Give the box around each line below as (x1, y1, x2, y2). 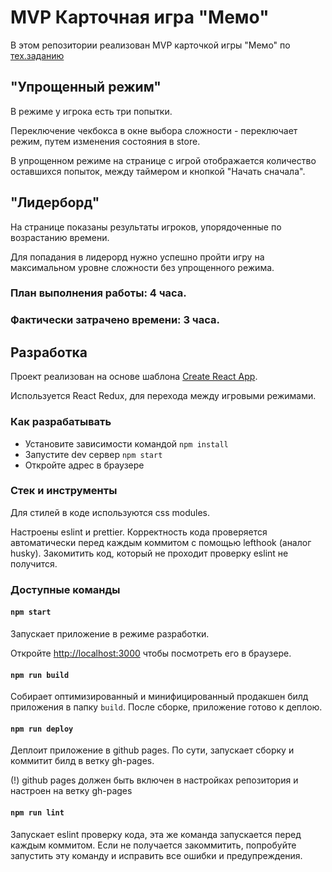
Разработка (10, 344, 88, 361)
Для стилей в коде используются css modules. (10, 506, 210, 518)
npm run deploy (10, 724, 74, 734)
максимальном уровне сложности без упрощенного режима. (10, 261, 275, 273)
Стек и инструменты (10, 484, 118, 498)
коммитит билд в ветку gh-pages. (10, 755, 155, 767)
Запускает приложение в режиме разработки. (10, 627, 210, 640)
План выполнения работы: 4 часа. (10, 286, 187, 300)
